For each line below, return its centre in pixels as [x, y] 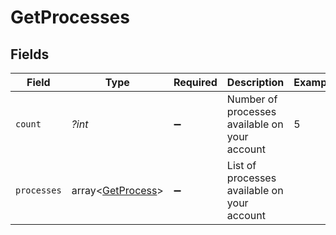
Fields [30, 54]
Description [255, 82]
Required [195, 82]
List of [241, 165]
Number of [252, 99]
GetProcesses [70, 17]
